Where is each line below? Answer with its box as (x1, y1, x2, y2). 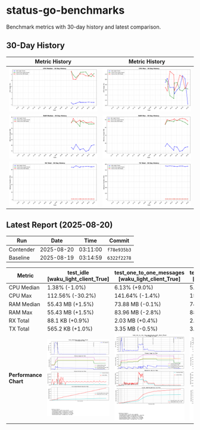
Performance (8, 371, 43, 378)
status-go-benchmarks (6, 4, 125, 17)
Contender (8, 245, 35, 253)
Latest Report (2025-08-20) (6, 220, 113, 230)
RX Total (8, 317, 30, 325)
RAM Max (8, 309, 33, 316)
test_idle (67, 269, 89, 276)
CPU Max (8, 292, 32, 300)
